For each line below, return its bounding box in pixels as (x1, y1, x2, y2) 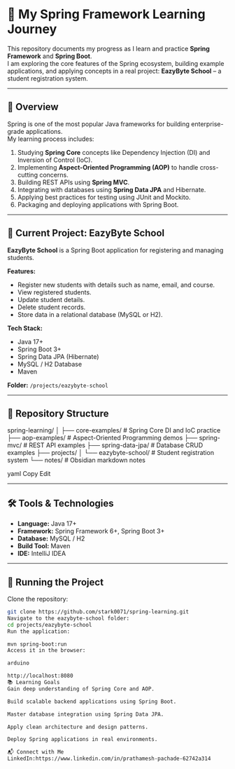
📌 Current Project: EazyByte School (7, 227, 165, 239)
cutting (17, 170, 38, 179)
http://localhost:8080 (7, 672, 73, 679)
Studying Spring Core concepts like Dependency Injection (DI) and (17, 148, 211, 156)
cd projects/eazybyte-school (7, 621, 92, 628)
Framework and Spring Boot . (7, 52, 92, 60)
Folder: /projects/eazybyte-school (7, 381, 108, 389)
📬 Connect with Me (7, 749, 64, 756)
